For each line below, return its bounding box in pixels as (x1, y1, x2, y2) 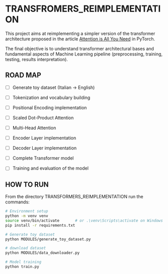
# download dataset (5, 246, 46, 251)
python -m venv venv (5, 213, 49, 218)
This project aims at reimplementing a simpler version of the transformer (5, 30, 155, 36)
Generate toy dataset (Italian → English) (12, 84, 95, 90)
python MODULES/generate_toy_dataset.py (5, 237, 92, 242)
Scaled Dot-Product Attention (12, 115, 74, 121)
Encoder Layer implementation (12, 135, 76, 141)
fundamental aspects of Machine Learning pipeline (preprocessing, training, (5, 51, 163, 57)
